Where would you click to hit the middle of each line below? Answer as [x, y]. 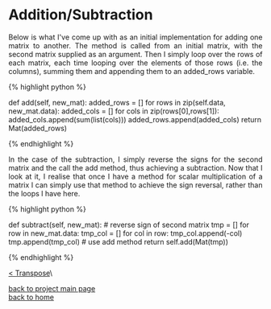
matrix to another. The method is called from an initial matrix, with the [135, 45]
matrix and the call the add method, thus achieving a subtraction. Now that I [135, 167]
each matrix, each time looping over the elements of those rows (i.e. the [135, 63]
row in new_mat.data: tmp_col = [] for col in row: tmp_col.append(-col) [125, 233]
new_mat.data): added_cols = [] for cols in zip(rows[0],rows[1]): [114, 111]
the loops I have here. [44, 193]
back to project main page [52, 288]
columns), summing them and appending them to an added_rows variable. [132, 71]
